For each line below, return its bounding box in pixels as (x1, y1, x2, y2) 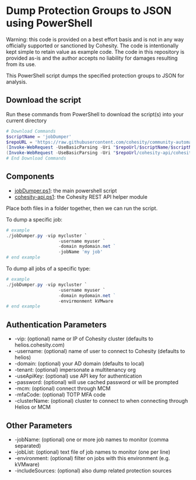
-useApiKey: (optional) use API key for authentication (14, 372, 142, 379)
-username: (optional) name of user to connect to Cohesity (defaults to (14, 348, 185, 355)
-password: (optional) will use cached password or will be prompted (14, 379, 179, 386)
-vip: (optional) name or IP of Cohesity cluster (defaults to (14, 335, 153, 343)
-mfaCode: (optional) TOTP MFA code (14, 391, 106, 398)
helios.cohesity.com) (14, 341, 65, 348)
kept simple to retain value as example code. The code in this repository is (6, 48, 185, 55)
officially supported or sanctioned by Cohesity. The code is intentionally (6, 42, 179, 49)
